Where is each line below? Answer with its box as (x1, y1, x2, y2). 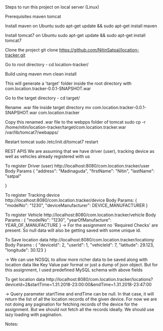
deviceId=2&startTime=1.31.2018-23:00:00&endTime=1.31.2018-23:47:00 (5, 282, 152, 287)
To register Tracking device (5, 192, 60, 198)
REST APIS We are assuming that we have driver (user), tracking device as (5, 148, 155, 154)
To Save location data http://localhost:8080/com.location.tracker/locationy (5, 237, 155, 242)
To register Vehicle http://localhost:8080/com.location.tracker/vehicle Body (5, 212, 157, 218)
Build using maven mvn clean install (5, 71, 77, 77)
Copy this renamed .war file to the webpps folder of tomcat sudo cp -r (5, 119, 146, 125)
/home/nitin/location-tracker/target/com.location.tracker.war (5, 124, 127, 130)
